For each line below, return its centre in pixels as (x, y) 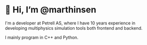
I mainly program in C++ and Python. (42, 37)
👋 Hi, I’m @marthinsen (51, 10)
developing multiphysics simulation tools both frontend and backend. (74, 28)
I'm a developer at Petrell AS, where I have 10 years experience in (70, 23)
